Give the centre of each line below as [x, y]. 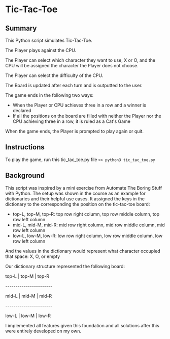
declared [22, 110]
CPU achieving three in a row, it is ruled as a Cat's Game [72, 121]
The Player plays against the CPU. [41, 50]
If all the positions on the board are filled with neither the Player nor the [87, 116]
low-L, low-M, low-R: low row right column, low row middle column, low [88, 236]
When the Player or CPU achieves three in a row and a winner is [79, 105]
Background [25, 176]
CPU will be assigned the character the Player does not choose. [72, 66]
